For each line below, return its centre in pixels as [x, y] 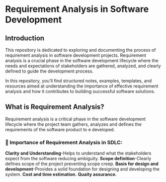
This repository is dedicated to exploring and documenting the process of [81, 50]
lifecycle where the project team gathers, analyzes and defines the [73, 124]
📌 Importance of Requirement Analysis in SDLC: [64, 142]
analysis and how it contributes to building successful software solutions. [80, 91]
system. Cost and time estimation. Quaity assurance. [61, 175]
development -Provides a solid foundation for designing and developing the [83, 169]
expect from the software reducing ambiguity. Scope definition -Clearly [78, 159]
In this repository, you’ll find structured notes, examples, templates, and [79, 81]
